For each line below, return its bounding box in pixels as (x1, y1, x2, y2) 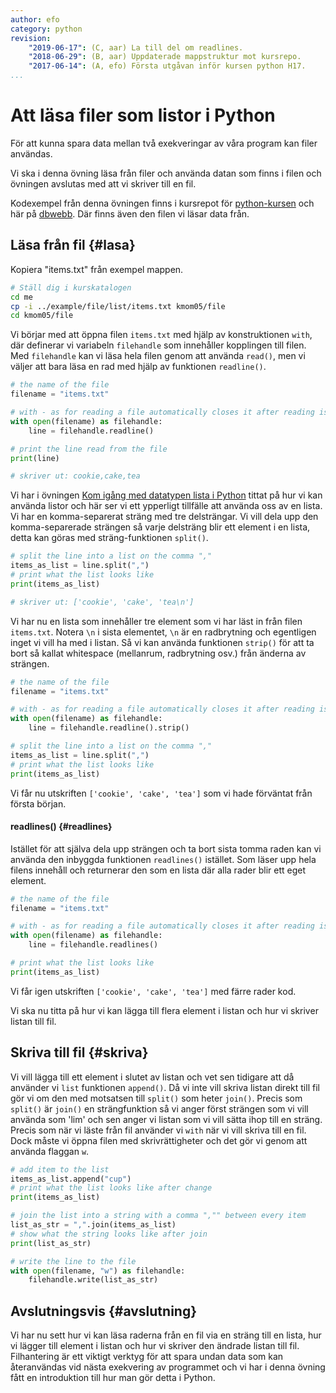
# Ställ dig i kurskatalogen (10, 282, 132, 293)
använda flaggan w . (10, 1145, 90, 1157)
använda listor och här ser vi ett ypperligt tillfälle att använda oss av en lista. (10, 500, 323, 512)
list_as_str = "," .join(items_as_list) (10, 1220, 177, 1230)
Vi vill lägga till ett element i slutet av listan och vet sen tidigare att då (10, 1071, 295, 1083)
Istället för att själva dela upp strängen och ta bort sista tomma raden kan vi (10, 842, 322, 855)
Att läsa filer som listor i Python (10, 104, 276, 127)
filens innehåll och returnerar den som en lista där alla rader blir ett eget (10, 864, 306, 876)
